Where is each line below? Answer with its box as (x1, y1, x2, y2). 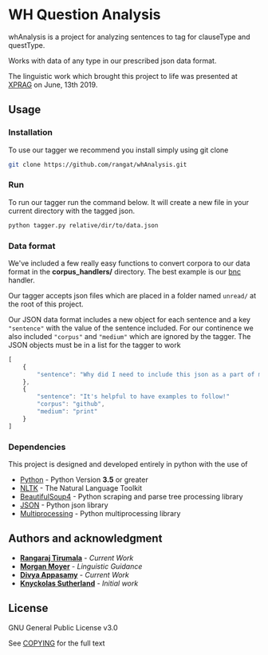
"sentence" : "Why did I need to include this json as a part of (37, 370, 255, 378)
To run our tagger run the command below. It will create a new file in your (8, 197, 250, 207)
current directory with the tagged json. (8, 206, 136, 215)
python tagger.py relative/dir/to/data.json (8, 221, 159, 229)
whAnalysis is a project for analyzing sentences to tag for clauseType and (8, 32, 250, 41)
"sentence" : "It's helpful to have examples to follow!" (37, 393, 230, 400)
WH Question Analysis (8, 6, 161, 24)
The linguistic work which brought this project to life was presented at (8, 71, 238, 81)
